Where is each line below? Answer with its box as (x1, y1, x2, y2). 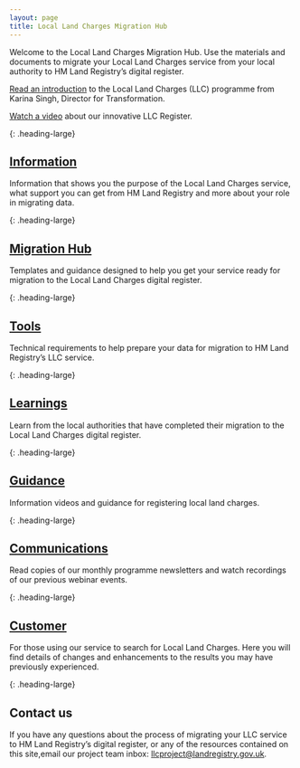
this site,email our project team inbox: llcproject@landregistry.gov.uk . (9, 748, 267, 759)
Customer (9, 618, 67, 633)
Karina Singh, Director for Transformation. (9, 92, 165, 104)
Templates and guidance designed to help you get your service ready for (9, 265, 281, 276)
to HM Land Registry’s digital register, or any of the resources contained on (9, 739, 289, 749)
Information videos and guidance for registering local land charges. (9, 497, 260, 507)
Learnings (9, 395, 68, 412)
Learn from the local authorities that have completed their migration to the (9, 420, 285, 431)
